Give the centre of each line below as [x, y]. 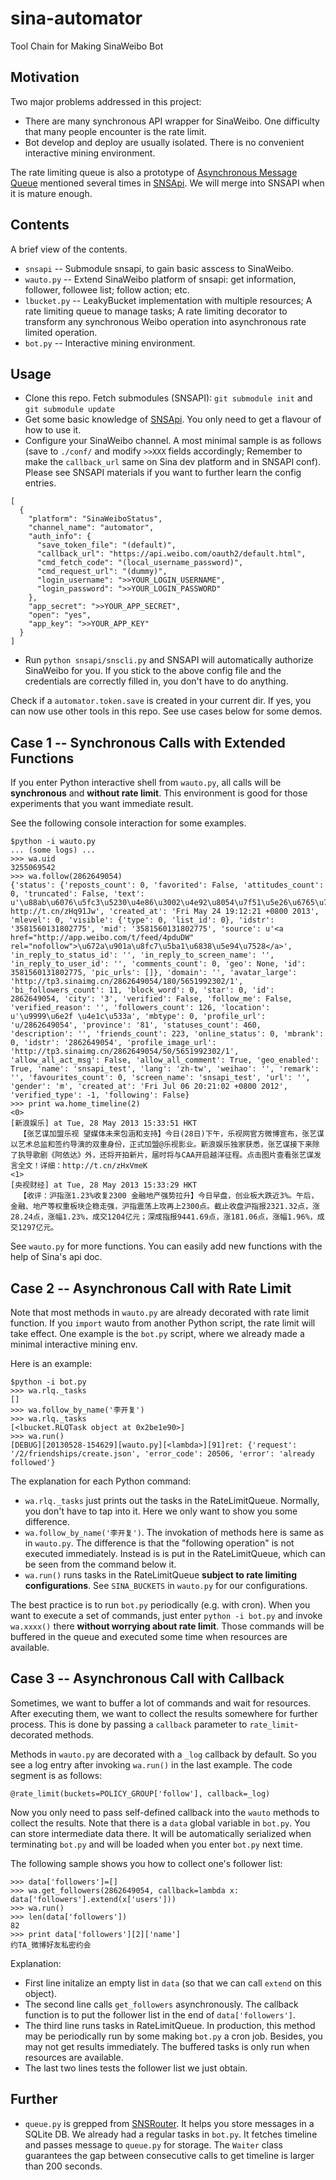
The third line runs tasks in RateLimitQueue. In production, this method [170, 2025]
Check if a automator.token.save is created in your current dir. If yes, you [161, 701]
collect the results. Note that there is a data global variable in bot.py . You [160, 1823]
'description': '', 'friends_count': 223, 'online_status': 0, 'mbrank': [167, 1034]
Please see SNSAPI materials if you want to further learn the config [163, 473]
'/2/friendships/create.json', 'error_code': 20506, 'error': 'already [162, 1454]
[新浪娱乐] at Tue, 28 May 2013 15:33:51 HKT [104, 1123]
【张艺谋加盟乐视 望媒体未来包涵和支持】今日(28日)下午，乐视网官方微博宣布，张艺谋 [172, 1134]
